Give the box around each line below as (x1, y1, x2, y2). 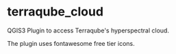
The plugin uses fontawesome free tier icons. (7, 39, 135, 47)
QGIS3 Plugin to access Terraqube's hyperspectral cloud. (7, 26, 170, 34)
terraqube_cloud (7, 4, 104, 20)
